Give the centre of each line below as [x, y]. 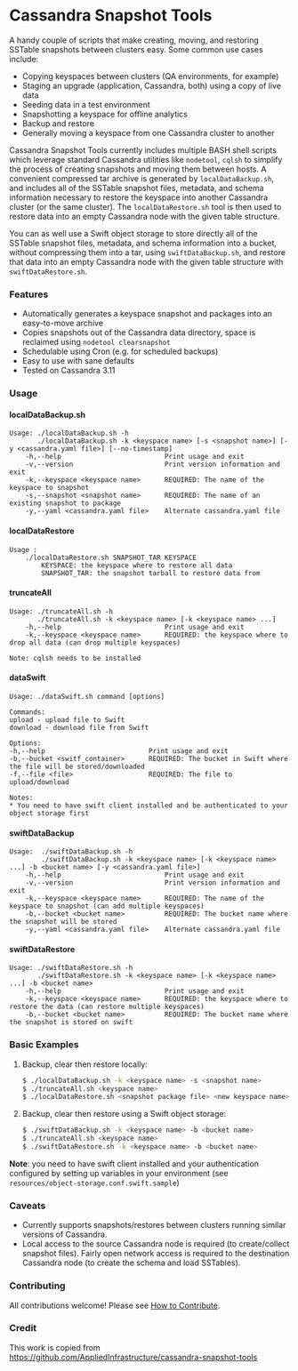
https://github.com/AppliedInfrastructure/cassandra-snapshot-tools [133, 1357]
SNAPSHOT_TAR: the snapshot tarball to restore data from [151, 573]
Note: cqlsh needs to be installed [75, 658]
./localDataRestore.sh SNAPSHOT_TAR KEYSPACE [111, 557]
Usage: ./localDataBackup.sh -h [69, 433]
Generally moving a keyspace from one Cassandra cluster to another [148, 132]
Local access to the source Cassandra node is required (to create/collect [156, 1244]
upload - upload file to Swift [67, 720]
